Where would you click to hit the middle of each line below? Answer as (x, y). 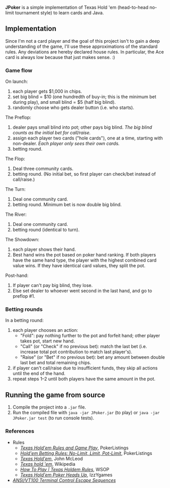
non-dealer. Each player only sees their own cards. (66, 143)
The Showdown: (22, 240)
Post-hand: (17, 276)
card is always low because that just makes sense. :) (60, 57)
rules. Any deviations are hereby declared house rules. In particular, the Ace (84, 52)
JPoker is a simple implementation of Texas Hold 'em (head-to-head (77, 7)
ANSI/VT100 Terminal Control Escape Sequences (64, 480)
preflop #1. (24, 296)
